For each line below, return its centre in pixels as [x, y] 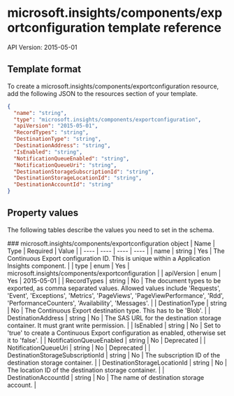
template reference [165, 28]
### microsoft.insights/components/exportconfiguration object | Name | [111, 243]
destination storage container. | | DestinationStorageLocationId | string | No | [117, 362]
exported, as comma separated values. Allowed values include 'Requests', [114, 288]
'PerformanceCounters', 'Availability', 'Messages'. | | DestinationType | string [117, 303]
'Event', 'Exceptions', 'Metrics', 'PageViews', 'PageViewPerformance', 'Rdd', [116, 295]
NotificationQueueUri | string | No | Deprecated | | [79, 348]
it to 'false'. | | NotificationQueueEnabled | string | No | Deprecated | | [107, 340]
